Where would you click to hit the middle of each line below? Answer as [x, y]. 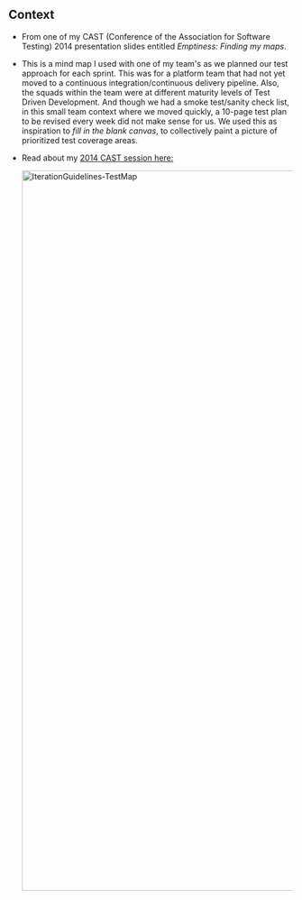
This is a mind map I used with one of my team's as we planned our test [155, 63]
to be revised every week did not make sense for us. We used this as [149, 121]
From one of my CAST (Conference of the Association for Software [146, 36]
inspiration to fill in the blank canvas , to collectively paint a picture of [149, 131]
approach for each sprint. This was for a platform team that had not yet [153, 73]
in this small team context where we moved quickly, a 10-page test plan [154, 111]
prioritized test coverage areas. [80, 140]
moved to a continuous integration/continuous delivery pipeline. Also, [151, 83]
